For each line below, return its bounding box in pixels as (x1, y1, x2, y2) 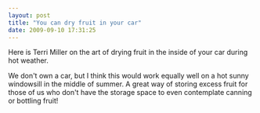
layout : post (8, 11, 51, 20)
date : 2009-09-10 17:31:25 (8, 26, 96, 34)
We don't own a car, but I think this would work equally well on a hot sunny (8, 71, 249, 81)
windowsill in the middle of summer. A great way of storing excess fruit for (8, 79, 248, 89)
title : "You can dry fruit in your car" (8, 19, 143, 27)
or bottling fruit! (8, 96, 59, 106)
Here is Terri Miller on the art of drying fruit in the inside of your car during (8, 48, 248, 57)
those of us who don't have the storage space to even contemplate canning (8, 88, 252, 97)
